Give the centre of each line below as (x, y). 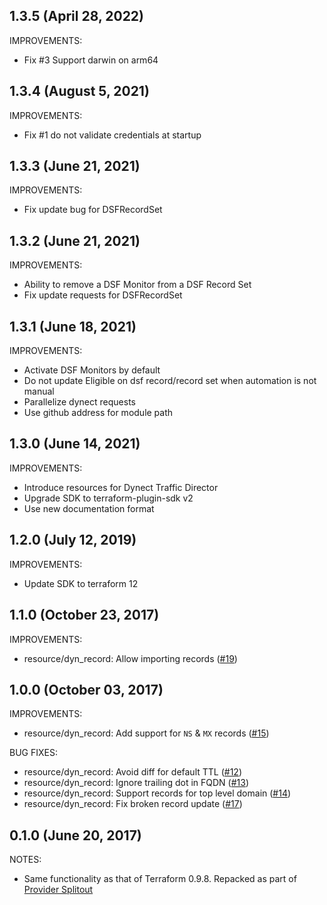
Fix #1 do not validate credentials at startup (112, 135)
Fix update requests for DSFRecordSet (103, 295)
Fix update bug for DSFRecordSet (93, 210)
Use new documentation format (89, 508)
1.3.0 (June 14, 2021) (75, 444)
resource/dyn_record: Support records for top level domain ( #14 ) (157, 793)
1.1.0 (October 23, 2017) (84, 615)
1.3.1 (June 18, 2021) (73, 326)
